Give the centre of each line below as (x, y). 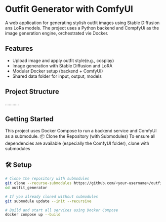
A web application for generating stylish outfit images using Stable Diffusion (82, 23)
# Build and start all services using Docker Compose (62, 210)
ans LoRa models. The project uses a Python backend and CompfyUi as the (82, 28)
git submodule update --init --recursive (48, 201)
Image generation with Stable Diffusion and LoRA (62, 65)
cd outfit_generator (26, 188)
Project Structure (32, 92)
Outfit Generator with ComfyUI (69, 9)
